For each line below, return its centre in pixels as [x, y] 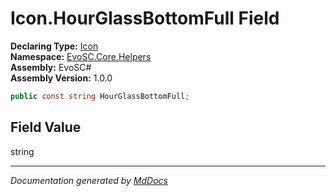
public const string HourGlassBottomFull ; [100, 96]
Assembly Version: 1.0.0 [61, 78]
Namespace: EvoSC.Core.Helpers [81, 56]
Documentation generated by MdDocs [89, 180]
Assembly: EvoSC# [51, 67]
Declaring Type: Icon [54, 46]
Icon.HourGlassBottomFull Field [145, 18]
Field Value [46, 127]
